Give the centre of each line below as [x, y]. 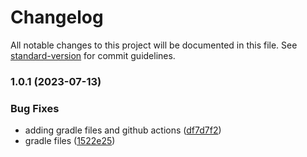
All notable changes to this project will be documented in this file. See [154, 45]
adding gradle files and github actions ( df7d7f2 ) [123, 130]
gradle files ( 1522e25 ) [70, 141]
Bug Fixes [35, 108]
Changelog [57, 17]
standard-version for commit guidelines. [93, 55]
